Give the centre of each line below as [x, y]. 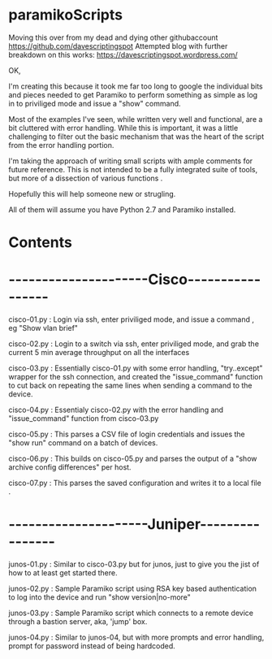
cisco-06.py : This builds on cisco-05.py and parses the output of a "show [133, 459]
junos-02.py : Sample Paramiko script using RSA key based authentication [133, 588]
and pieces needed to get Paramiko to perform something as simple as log [133, 94]
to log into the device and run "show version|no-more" [99, 597]
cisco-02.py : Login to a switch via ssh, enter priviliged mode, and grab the [134, 344]
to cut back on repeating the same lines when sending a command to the [131, 386]
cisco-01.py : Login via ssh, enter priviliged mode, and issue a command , [131, 319]
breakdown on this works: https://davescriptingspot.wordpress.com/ [123, 54]
